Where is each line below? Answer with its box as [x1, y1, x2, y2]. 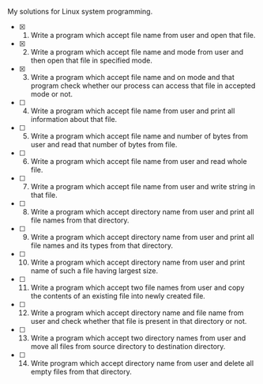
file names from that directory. [30, 215, 130, 225]
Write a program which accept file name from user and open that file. [30, 31, 256, 40]
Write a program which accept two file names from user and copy [30, 283, 245, 292]
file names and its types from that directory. [30, 241, 173, 250]
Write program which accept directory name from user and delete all [30, 359, 254, 367]
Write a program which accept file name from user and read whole [30, 157, 247, 165]
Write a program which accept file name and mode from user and [30, 48, 244, 56]
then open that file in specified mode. [30, 55, 153, 65]
